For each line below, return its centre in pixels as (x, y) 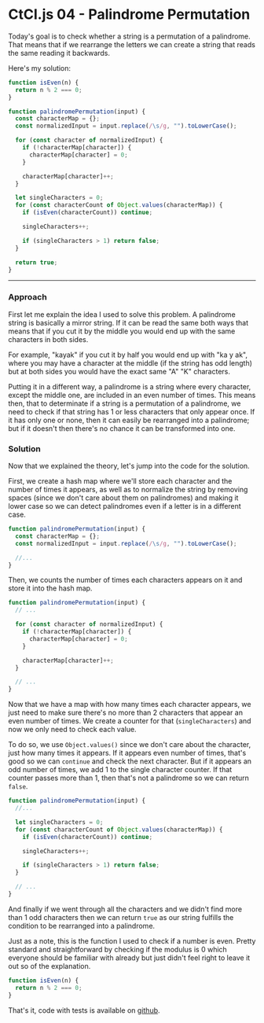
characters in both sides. (48, 339)
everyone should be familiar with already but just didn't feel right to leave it (129, 958)
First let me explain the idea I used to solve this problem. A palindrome (122, 314)
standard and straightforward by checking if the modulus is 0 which (118, 949)
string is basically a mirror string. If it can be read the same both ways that (128, 322)
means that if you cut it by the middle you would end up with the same (122, 331)
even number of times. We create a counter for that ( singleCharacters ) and (130, 721)
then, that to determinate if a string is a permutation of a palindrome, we (125, 403)
